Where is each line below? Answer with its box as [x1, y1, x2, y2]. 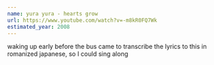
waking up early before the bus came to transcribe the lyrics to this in [7, 43, 207, 51]
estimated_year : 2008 [7, 23, 70, 30]
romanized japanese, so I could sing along [7, 50, 129, 58]
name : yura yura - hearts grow [7, 10, 98, 17]
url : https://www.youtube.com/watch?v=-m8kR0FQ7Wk [7, 17, 158, 24]
